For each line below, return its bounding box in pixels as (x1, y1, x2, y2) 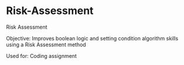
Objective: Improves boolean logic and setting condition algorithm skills (6, 35, 179, 42)
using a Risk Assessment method (6, 41, 86, 48)
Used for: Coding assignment (6, 52, 77, 59)
